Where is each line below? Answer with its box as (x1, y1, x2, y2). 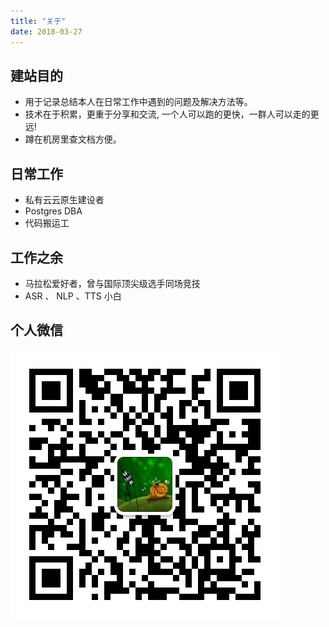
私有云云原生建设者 (24, 194, 105, 206)
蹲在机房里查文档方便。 (24, 133, 122, 145)
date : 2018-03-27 (10, 26, 83, 37)
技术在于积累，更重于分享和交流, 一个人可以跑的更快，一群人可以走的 (24, 108, 311, 120)
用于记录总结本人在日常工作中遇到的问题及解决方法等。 (24, 96, 253, 108)
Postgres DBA (24, 205, 83, 217)
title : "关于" (10, 16, 67, 26)
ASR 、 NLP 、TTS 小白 (24, 290, 122, 302)
